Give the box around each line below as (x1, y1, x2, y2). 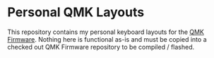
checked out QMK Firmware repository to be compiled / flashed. (7, 42, 195, 51)
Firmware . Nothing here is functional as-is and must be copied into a (7, 35, 207, 43)
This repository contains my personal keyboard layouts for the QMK (7, 28, 205, 36)
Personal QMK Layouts (7, 4, 145, 21)
